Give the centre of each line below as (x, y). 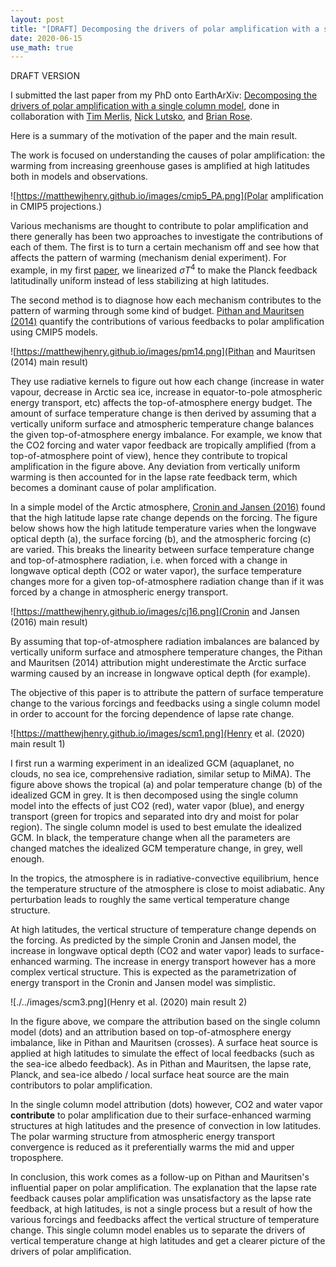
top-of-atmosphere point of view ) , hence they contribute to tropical (149, 455)
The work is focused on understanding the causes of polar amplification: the (168, 155)
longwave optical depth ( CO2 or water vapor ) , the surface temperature (156, 570)
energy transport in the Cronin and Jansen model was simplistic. (143, 982)
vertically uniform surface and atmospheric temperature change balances (162, 423)
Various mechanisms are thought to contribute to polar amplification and (159, 226)
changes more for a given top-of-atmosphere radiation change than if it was (167, 581)
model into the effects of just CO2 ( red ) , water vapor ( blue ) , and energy (157, 805)
